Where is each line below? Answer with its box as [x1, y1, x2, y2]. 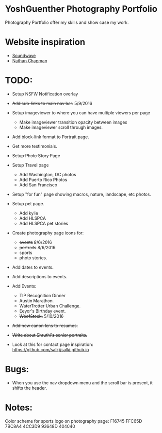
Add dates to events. [12, 264, 54, 270]
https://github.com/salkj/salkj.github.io [12, 346, 89, 352]
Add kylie [19, 210, 38, 216]
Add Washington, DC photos [19, 171, 77, 177]
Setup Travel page [12, 162, 49, 168]
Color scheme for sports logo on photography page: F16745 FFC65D [5, 418, 142, 424]
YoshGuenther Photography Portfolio [5, 3, 158, 15]
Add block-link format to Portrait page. [12, 134, 89, 140]
